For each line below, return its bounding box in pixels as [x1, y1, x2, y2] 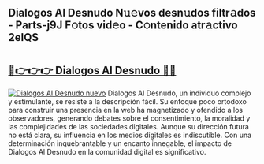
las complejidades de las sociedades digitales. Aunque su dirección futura [8, 122, 250, 131]
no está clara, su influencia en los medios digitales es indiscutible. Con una [8, 130, 252, 140]
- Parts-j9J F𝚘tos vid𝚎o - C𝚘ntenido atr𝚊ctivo [8, 19, 238, 32]
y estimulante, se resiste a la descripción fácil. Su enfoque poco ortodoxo [8, 97, 247, 106]
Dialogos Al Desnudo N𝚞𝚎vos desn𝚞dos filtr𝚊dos [8, 6, 256, 20]
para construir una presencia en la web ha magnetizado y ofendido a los [8, 106, 243, 114]
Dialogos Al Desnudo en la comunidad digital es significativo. [8, 147, 206, 156]
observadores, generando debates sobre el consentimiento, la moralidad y [8, 114, 251, 123]
